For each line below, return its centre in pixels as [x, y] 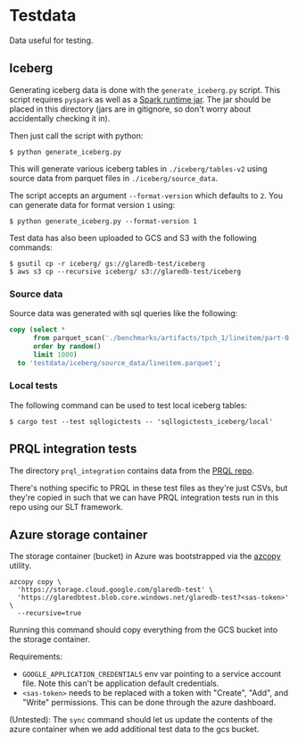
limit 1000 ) [55, 355]
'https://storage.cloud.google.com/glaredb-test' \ [116, 590]
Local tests [33, 386]
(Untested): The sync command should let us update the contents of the [141, 720]
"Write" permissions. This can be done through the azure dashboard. [149, 703]
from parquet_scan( [69, 338]
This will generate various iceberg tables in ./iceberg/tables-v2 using [138, 168]
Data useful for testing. [51, 40]
